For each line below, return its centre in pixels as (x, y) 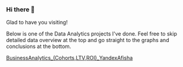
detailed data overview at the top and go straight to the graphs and (88, 40)
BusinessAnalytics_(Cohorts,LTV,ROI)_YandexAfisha (70, 58)
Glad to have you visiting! (37, 23)
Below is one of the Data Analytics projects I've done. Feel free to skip (92, 34)
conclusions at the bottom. (39, 46)
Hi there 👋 (21, 9)
